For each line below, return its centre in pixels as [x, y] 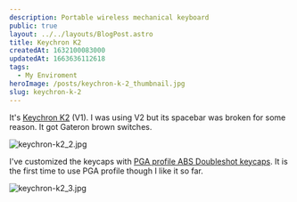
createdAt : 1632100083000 [57, 51]
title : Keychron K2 [45, 42]
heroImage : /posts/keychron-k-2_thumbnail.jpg [97, 84]
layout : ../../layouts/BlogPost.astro [81, 34]
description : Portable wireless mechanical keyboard [109, 17]
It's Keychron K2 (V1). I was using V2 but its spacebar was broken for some [148, 117]
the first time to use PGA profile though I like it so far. [106, 171]
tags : [19, 68]
